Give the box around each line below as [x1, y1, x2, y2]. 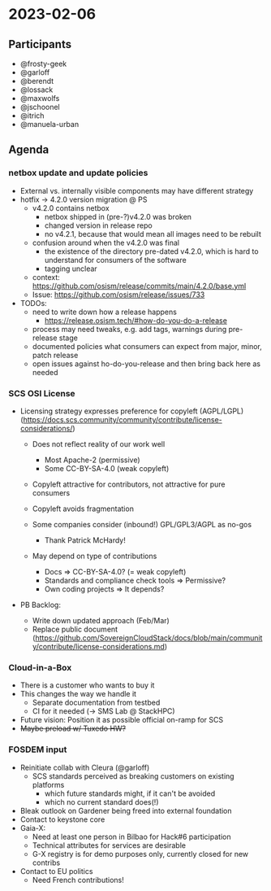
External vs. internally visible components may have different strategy [19, 186, 254, 195]
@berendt [19, 76, 54, 85]
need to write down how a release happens [32, 307, 177, 317]
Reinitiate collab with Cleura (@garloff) [19, 762, 150, 772]
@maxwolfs [19, 94, 60, 103]
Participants [8, 37, 71, 51]
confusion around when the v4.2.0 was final [32, 238, 180, 247]
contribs [32, 858, 61, 867]
